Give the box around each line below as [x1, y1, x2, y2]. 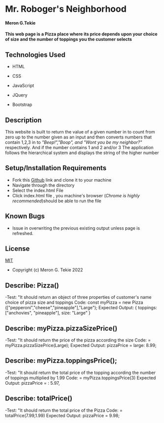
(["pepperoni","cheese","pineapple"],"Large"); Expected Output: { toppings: [5, 305, 157, 311]
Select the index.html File [12, 187, 64, 193]
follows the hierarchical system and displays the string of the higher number [5, 150, 159, 156]
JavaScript [12, 82, 34, 89]
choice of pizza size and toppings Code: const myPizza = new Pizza [5, 299, 143, 305]
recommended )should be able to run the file [12, 198, 102, 204]
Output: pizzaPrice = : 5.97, [5, 380, 60, 386]
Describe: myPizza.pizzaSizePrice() [5, 324, 118, 332]
